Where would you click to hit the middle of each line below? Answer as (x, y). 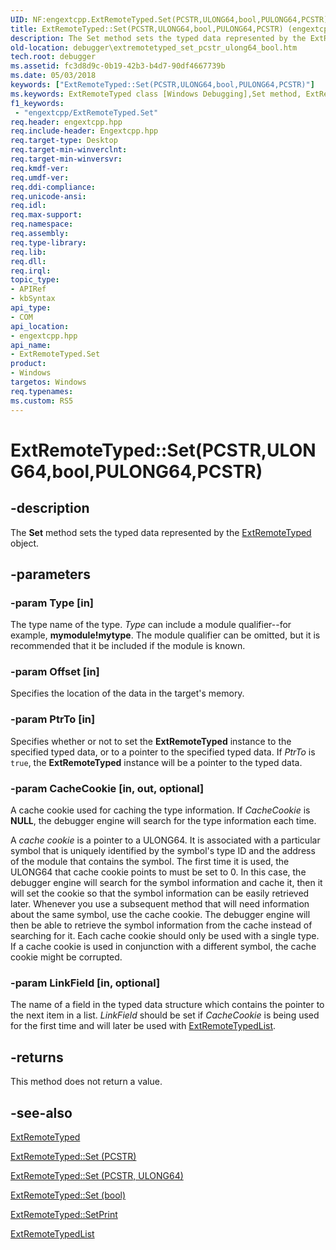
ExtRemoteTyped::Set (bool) (68, 1195)
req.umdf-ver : (40, 177)
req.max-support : (46, 215)
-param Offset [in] (55, 672)
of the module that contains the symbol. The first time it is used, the (150, 862)
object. (25, 543)
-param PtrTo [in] (53, 719)
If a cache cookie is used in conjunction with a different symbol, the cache (163, 947)
